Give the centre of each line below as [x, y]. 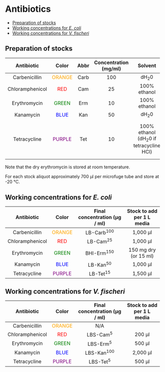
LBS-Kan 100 [100, 352]
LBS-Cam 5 [100, 334]
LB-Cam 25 [100, 241]
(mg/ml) [111, 68]
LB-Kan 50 [100, 264]
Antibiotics [28, 9]
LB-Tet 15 [100, 274]
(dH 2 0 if [147, 139]
